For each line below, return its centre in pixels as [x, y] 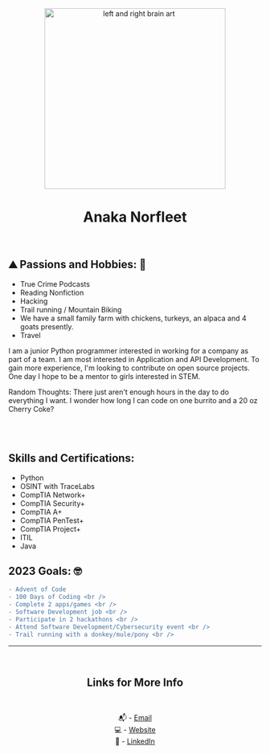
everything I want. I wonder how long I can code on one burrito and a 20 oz [133, 400]
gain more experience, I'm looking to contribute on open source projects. [129, 368]
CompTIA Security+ [53, 503]
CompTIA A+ [41, 511]
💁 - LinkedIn [135, 741]
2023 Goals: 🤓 [45, 571]
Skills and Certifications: [72, 458]
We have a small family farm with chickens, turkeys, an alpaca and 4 [133, 318]
